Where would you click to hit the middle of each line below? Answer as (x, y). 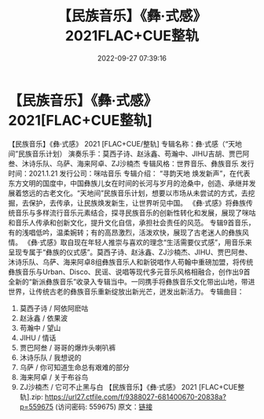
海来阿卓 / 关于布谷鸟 (54, 377)
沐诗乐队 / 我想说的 (50, 357)
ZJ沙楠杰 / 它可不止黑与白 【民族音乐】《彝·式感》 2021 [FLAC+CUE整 (132, 387)
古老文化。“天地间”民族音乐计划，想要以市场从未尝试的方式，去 (145, 193)
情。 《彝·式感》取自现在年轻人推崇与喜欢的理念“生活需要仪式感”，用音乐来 (130, 242)
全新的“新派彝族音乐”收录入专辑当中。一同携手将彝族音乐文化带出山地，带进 (132, 281)
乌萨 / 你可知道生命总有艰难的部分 (74, 367)
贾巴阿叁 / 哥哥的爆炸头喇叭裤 (68, 347)
